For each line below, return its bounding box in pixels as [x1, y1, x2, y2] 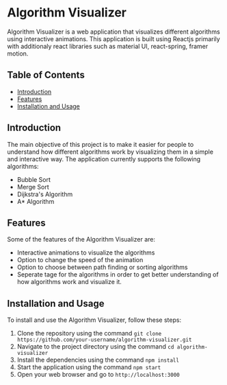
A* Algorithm [16, 197, 55, 205]
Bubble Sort [16, 175, 51, 183]
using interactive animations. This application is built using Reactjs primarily [7, 34, 220, 43]
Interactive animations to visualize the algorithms [16, 248, 155, 257]
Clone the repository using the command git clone [16, 329, 162, 338]
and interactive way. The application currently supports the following [7, 154, 201, 163]
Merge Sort [16, 183, 49, 191]
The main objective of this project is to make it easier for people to [7, 140, 194, 148]
